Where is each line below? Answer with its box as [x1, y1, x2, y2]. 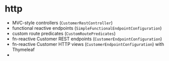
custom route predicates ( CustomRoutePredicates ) [12, 30, 116, 36]
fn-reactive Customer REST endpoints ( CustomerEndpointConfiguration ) [12, 36, 162, 42]
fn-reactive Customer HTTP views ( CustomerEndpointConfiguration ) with [12, 41, 164, 47]
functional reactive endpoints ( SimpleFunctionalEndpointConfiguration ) [12, 25, 162, 31]
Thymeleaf [12, 46, 35, 52]
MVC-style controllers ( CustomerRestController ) [12, 20, 113, 26]
